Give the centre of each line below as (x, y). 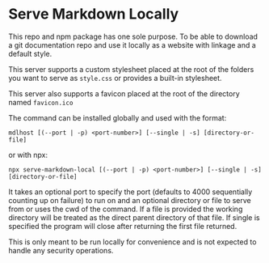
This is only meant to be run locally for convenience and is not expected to (132, 242)
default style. (30, 53)
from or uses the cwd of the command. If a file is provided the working (126, 209)
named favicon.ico (41, 102)
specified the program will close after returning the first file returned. (123, 226)
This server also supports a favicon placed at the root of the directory (124, 93)
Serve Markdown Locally (94, 14)
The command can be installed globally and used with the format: (118, 117)
